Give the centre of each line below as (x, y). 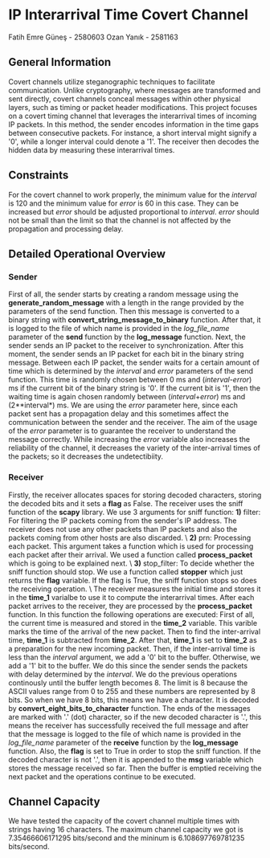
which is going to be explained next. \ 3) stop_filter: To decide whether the (131, 563)
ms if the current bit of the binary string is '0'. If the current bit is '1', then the (135, 388)
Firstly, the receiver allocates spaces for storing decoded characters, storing (135, 495)
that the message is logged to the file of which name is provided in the (125, 733)
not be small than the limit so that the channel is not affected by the (120, 220)
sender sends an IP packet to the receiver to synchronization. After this (126, 345)
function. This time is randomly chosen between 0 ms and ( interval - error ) (130, 380)
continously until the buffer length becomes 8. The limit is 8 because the (128, 682)
